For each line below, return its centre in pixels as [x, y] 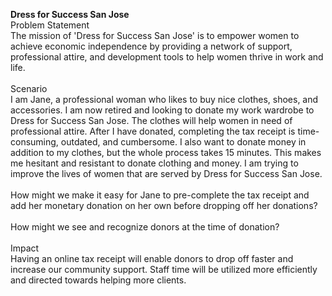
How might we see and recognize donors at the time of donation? [145, 227]
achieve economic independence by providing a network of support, [151, 46]
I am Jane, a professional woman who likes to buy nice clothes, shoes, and [164, 99]
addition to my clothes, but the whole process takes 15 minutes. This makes [166, 152]
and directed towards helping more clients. [98, 280]
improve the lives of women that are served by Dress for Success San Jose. [166, 173]
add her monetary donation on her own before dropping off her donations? [164, 205]
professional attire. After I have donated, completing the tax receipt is [153, 131]
